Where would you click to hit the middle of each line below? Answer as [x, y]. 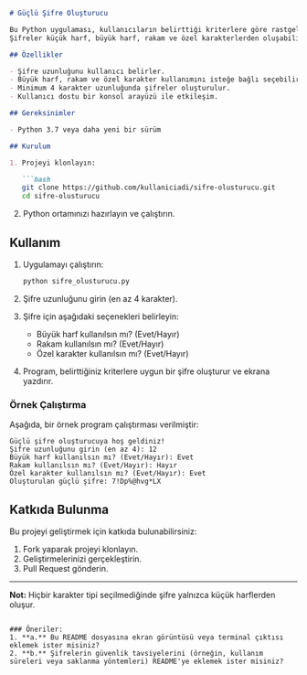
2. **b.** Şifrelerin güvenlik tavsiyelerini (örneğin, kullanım [136, 653]
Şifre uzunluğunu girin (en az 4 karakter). [100, 298]
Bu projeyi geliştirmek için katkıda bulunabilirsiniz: [103, 531]
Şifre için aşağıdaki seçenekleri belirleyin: [101, 316]
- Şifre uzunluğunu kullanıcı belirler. [88, 71]
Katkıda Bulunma [59, 509]
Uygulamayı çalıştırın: [63, 264]
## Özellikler [37, 55]
